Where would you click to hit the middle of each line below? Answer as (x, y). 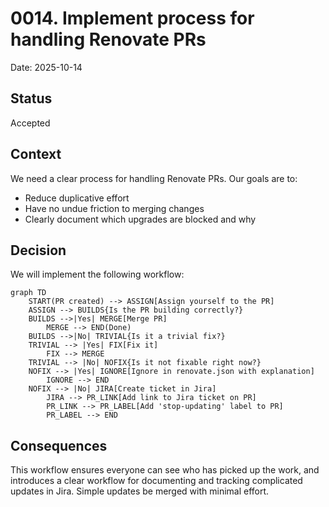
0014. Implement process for (132, 18)
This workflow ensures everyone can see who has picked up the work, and (165, 470)
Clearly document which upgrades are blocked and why (140, 219)
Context (36, 154)
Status (31, 98)
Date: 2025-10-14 (46, 67)
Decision (38, 250)
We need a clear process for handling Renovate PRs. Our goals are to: (154, 178)
